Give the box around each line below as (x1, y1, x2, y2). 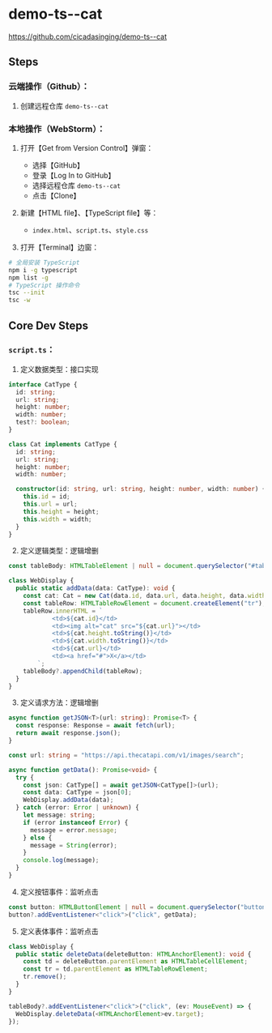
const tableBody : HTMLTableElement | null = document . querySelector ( (8, 562, 249, 570)
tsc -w (8, 297, 31, 305)
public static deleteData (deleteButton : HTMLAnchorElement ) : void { (15, 950, 252, 958)
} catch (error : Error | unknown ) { (15, 804, 139, 812)
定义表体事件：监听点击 (19, 926, 99, 936)
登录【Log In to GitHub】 (32, 170, 116, 180)
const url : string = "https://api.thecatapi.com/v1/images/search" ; (8, 751, 244, 759)
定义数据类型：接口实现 (19, 364, 99, 374)
